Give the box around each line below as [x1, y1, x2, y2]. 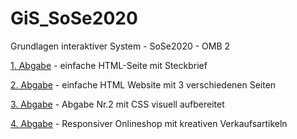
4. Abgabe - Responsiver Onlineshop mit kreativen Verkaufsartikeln [10, 117, 288, 129]
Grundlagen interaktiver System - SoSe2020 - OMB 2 [10, 40, 231, 52]
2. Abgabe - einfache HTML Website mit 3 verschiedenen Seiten [10, 78, 277, 91]
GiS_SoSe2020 [10, 7, 138, 30]
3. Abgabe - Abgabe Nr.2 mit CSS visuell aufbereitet [10, 98, 225, 110]
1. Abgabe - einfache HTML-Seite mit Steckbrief [10, 59, 208, 71]
